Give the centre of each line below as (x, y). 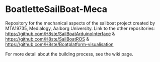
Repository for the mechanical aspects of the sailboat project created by (80, 23)
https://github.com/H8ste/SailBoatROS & (47, 39)
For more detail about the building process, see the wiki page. (69, 54)
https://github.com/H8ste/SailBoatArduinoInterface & (60, 33)
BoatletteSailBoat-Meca (56, 9)
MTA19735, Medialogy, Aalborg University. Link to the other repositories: (80, 28)
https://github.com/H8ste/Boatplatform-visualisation (60, 44)
